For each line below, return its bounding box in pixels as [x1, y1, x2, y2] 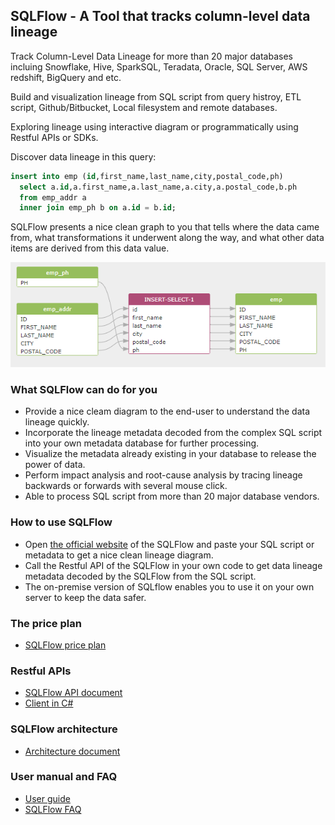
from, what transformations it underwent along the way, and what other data [10, 232, 325, 244]
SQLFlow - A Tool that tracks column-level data [10, 8, 311, 25]
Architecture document [24, 745, 121, 757]
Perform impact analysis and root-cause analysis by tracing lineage [24, 469, 303, 481]
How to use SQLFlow [10, 515, 113, 529]
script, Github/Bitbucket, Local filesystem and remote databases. [10, 101, 278, 113]
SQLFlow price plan [24, 639, 107, 651]
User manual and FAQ [10, 770, 118, 784]
